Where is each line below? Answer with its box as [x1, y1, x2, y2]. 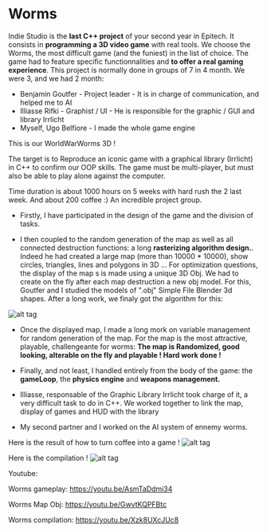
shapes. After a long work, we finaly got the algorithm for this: [19, 293, 223, 304]
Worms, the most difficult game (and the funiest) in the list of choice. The [8, 48, 249, 58]
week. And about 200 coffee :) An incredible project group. [8, 195, 202, 204]
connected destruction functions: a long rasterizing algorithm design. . [19, 243, 253, 252]
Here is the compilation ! [8, 453, 88, 463]
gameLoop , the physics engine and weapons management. [19, 374, 221, 383]
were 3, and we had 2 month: [8, 73, 104, 83]
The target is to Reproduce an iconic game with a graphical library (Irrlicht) [8, 153, 253, 164]
